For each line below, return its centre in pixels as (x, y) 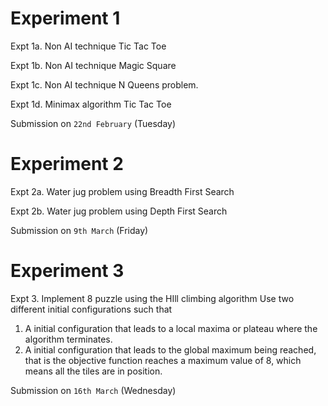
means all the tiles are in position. (93, 371)
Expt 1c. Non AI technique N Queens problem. (104, 84)
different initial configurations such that (91, 309)
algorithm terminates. (68, 339)
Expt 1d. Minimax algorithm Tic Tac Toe (91, 104)
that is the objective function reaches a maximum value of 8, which (163, 360)
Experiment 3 (67, 271)
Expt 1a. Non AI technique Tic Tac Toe (88, 46)
